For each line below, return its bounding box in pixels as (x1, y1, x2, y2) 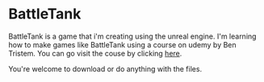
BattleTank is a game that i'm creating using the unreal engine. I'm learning (8, 31, 257, 41)
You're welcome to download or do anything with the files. (8, 64, 203, 73)
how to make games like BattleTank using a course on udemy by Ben (8, 39, 237, 49)
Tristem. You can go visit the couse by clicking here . (8, 48, 182, 58)
